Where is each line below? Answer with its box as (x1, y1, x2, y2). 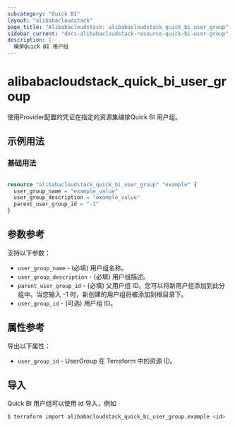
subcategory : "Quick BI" (7, 10, 80, 18)
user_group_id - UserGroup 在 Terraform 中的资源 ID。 (17, 356, 176, 365)
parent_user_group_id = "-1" (13, 200, 100, 208)
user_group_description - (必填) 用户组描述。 (17, 272, 150, 281)
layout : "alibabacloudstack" (7, 17, 93, 24)
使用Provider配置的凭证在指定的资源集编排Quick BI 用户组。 (7, 112, 182, 121)
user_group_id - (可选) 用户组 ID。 (17, 299, 117, 307)
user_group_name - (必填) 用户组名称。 (17, 263, 128, 272)
